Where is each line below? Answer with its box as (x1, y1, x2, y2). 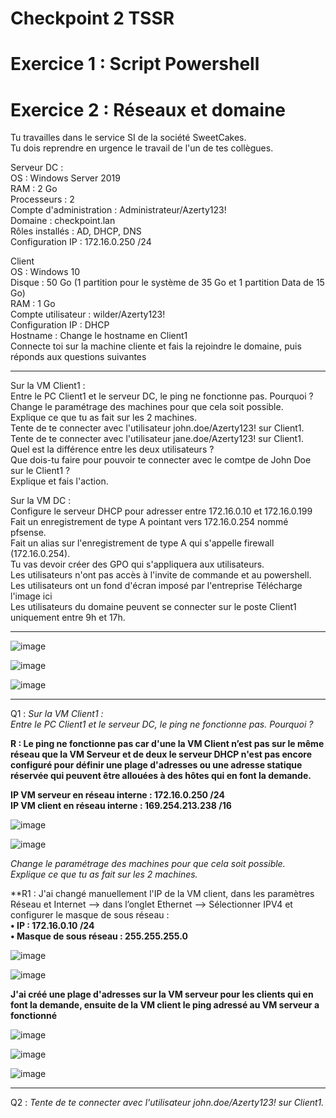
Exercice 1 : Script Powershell (10, 53, 260, 76)
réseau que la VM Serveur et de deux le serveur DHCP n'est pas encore (10, 748, 313, 761)
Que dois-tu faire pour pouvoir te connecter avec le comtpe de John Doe (10, 454, 312, 466)
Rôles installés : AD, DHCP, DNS (10, 225, 142, 237)
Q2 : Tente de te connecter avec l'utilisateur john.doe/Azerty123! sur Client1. (10, 1097, 325, 1109)
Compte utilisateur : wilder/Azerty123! (10, 308, 166, 321)
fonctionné (10, 1010, 58, 1022)
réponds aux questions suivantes (10, 351, 147, 363)
